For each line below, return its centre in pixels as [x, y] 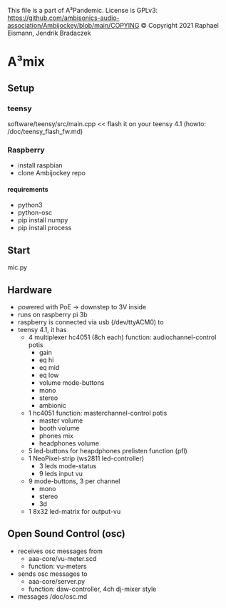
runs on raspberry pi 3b [52, 314]
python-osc [35, 212]
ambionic [52, 405]
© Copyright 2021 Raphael [180, 25]
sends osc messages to [52, 574]
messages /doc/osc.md [52, 596]
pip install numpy [43, 220]
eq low [49, 375]
